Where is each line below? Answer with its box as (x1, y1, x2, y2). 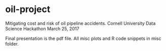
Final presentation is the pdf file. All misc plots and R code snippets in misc (5, 35, 161, 41)
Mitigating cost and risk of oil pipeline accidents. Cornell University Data (5, 20, 156, 26)
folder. (5, 40, 19, 46)
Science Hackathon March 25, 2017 (5, 25, 79, 31)
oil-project (5, 4, 51, 15)
